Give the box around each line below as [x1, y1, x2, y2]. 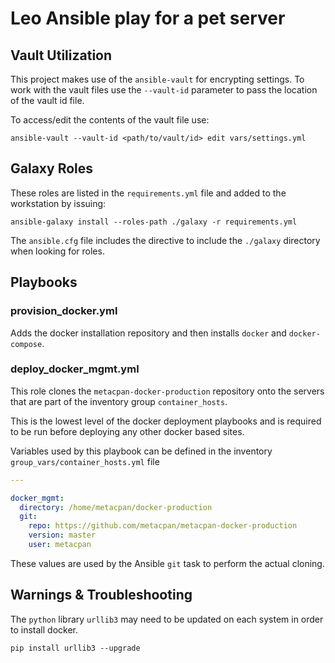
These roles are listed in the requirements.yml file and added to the [10, 187, 287, 199]
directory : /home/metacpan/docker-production [19, 502, 213, 512]
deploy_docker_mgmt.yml [10, 362, 140, 376]
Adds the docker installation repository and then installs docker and [10, 327, 287, 339]
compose [10, 339, 43, 349]
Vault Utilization [10, 47, 113, 64]
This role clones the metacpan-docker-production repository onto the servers [10, 385, 325, 397]
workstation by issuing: [10, 197, 107, 209]
